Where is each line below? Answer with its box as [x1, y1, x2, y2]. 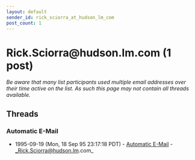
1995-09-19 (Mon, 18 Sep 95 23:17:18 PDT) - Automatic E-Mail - [14, 141, 173, 147]
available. [6, 91, 31, 99]
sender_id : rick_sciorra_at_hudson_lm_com [6, 14, 114, 20]
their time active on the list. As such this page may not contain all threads [6, 85, 190, 92]
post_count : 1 [6, 20, 42, 26]
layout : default [6, 8, 47, 15]
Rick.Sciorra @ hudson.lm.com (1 [6, 46, 172, 60]
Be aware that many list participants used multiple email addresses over [6, 79, 187, 86]
